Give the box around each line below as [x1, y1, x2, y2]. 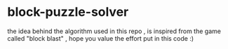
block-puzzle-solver [7, 4, 129, 20]
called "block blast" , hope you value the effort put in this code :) [7, 34, 194, 42]
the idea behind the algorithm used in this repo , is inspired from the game [7, 27, 221, 35]
